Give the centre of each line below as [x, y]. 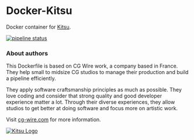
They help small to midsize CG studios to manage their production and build [97, 72]
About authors [27, 53]
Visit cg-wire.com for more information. [53, 120]
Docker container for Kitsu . [39, 27]
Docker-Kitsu [39, 11]
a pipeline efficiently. [31, 78]
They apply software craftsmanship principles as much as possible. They [94, 90]
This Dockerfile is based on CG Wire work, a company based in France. [92, 66]
